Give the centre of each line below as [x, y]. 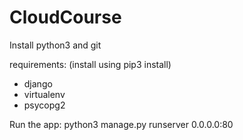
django [38, 83]
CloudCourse [65, 17]
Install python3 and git [55, 45]
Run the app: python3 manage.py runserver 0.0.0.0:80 [121, 124]
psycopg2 [44, 105]
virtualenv [44, 94]
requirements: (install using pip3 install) [90, 64]
